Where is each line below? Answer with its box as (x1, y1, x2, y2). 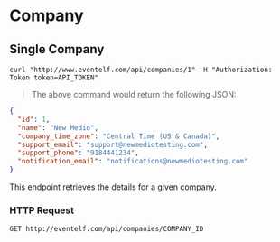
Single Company (9, 42, 105, 57)
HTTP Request (9, 204, 75, 217)
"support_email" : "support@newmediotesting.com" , (17, 140, 208, 149)
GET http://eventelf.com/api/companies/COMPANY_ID (9, 225, 204, 234)
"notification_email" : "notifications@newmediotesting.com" (17, 157, 248, 166)
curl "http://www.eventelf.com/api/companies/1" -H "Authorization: (9, 65, 273, 74)
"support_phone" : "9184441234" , (17, 148, 140, 158)
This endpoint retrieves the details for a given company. (9, 181, 217, 192)
